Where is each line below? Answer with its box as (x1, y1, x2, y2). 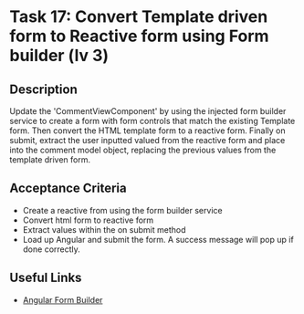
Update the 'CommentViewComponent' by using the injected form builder (9, 106, 287, 116)
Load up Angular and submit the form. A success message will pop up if (22, 234, 294, 245)
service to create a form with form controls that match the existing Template (9, 116, 296, 126)
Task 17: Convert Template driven (9, 6, 268, 27)
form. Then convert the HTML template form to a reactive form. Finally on (9, 125, 286, 136)
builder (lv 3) (9, 46, 110, 66)
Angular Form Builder (22, 294, 103, 305)
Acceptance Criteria (9, 181, 127, 196)
